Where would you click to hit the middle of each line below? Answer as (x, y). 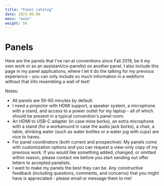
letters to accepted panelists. (41, 163)
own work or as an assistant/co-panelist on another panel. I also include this (82, 66)
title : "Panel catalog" (29, 10)
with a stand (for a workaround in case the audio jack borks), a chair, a (83, 126)
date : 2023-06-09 (23, 14)
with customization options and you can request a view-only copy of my (85, 147)
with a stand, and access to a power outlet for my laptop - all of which (82, 111)
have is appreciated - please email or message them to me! (72, 178)
